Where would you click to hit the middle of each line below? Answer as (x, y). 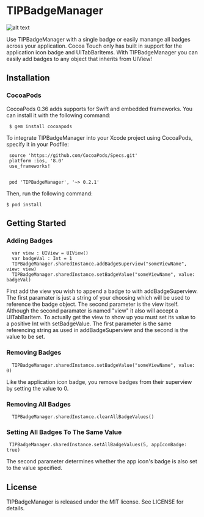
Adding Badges (30, 240)
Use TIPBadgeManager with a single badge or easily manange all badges (98, 39)
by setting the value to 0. (38, 388)
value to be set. (26, 337)
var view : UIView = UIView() (50, 253)
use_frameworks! (30, 166)
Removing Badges (34, 353)
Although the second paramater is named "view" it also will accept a (92, 311)
